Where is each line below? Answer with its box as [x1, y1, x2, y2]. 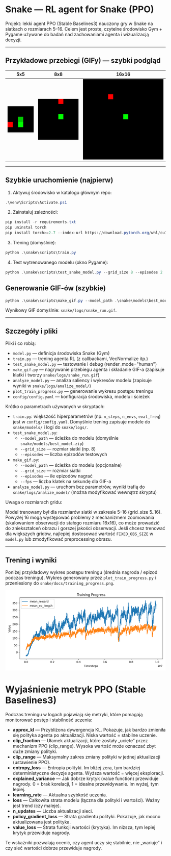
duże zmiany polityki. [12, 748, 58, 754]
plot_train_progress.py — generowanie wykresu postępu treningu [12, 388, 154, 394]
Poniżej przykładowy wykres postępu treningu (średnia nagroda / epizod [5, 569, 158, 575]
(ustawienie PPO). [12, 759, 51, 765]
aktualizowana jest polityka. [12, 819, 71, 825]
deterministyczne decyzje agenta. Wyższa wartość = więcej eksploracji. [12, 770, 164, 776]
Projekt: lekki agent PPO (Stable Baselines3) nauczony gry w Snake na [5, 20, 153, 27]
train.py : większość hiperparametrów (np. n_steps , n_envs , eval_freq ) [12, 413, 161, 419]
